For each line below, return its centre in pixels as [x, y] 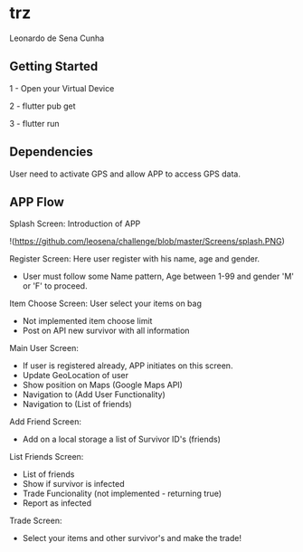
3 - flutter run [35, 123]
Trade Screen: [36, 521]
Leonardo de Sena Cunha [57, 38]
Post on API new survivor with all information [106, 331]
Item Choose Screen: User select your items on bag [105, 304]
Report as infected [57, 503]
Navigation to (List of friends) [77, 404]
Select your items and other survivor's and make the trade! [132, 538]
